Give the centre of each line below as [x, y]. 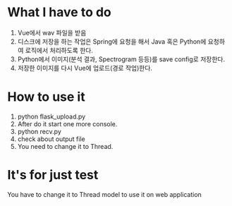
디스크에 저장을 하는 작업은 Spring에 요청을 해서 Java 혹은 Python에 [112, 41]
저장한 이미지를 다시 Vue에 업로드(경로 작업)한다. [85, 68]
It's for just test [53, 175]
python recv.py [39, 131]
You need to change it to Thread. [65, 146]
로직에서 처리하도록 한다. [59, 50]
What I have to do [59, 12]
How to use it [47, 97]
